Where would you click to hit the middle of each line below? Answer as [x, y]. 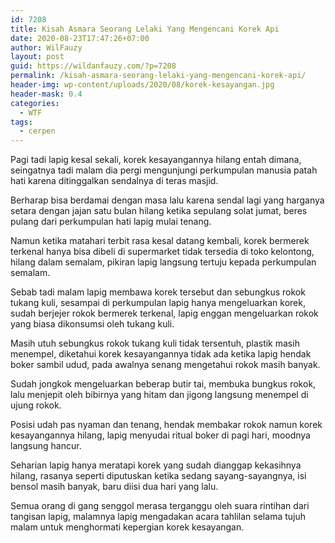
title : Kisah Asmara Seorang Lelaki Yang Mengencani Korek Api [145, 29]
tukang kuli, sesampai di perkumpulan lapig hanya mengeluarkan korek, [158, 303]
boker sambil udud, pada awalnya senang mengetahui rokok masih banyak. [165, 365]
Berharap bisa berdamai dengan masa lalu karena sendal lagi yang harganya [167, 200]
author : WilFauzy [46, 47]
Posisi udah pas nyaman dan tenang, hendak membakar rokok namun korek [166, 425]
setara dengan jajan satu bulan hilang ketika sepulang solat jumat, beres [159, 211]
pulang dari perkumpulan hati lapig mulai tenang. [111, 222]
